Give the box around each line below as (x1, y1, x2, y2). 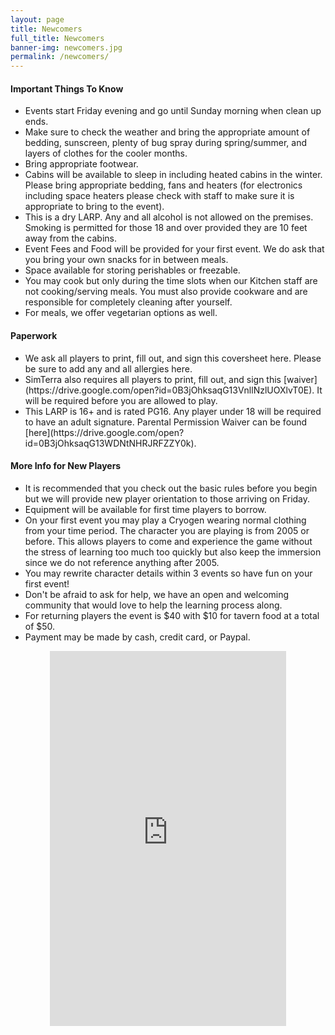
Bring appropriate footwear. (24, 158, 139, 170)
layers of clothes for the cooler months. (24, 147, 188, 160)
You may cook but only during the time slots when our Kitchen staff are (24, 275, 318, 287)
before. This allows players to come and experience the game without (24, 535, 313, 547)
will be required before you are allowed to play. (24, 394, 218, 406)
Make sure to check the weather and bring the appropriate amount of (24, 126, 311, 138)
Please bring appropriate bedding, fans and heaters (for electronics (24, 179, 303, 191)
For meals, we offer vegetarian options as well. (24, 307, 218, 319)
